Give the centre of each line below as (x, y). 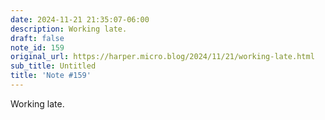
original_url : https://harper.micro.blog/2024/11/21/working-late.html (162, 57)
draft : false (37, 38)
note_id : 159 (37, 47)
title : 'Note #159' (51, 76)
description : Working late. (69, 29)
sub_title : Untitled (53, 66)
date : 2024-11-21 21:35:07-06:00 (80, 19)
